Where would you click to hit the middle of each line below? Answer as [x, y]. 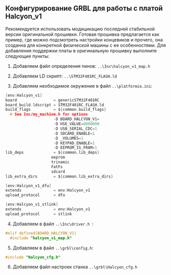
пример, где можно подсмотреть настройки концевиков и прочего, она [84, 40]
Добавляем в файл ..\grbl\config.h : [53, 248]
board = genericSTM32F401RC [52, 100]
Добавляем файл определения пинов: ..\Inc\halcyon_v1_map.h [81, 66]
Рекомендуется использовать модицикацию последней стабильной [80, 29]
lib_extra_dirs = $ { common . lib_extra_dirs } [59, 176]
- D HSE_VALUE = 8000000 [77, 124]
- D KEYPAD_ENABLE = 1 [74, 143]
